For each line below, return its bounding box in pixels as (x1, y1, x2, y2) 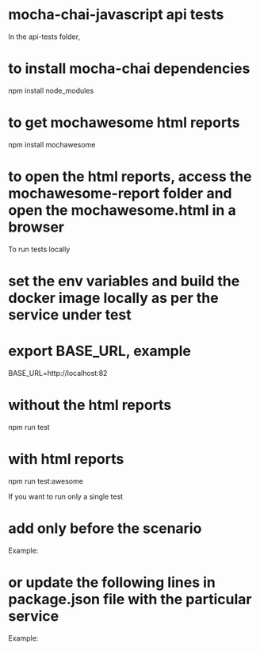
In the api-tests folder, (8, 32, 81, 41)
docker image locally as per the (8, 289, 220, 307)
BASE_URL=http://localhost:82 (8, 368, 108, 377)
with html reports (8, 450, 124, 468)
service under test (8, 305, 132, 324)
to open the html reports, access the (8, 168, 252, 186)
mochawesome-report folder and (8, 185, 232, 202)
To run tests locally (8, 244, 71, 254)
